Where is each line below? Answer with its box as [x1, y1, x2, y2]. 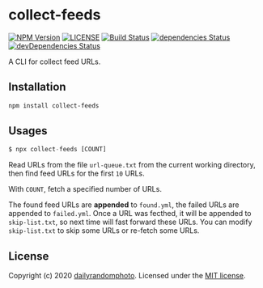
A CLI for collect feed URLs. [8, 57, 101, 66]
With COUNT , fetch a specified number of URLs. [8, 184, 162, 194]
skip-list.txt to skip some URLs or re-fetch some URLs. [8, 226, 200, 235]
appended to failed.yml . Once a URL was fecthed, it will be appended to [8, 209, 252, 218]
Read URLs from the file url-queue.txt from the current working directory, [8, 160, 257, 170]
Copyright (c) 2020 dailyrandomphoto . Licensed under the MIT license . [8, 271, 246, 281]
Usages [8, 124, 48, 138]
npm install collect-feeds [8, 101, 100, 110]
